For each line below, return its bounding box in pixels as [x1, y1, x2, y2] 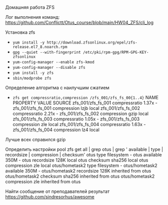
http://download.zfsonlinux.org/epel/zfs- [47, 40, 138, 45]
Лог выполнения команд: [5, 14, 60, 20]
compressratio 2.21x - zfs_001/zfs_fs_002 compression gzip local [12, 111, 149, 116]
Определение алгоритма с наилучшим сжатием [5, 85, 110, 91]
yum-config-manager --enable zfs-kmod [12, 60, 95, 65]
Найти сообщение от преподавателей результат [5, 188, 110, 194]
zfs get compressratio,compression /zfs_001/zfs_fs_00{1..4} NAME [12, 95, 159, 100]
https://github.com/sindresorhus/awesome [5, 194, 95, 199]
